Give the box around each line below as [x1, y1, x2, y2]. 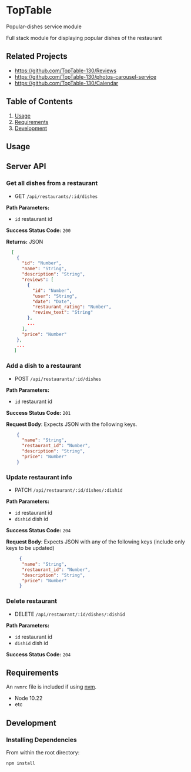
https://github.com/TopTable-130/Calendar [14, 79, 119, 86]
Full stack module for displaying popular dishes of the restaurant [6, 34, 162, 41]
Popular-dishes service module [6, 23, 82, 30]
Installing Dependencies [6, 736, 78, 744]
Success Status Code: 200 [6, 227, 71, 234]
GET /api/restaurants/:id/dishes [14, 192, 98, 200]
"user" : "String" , [32, 293, 78, 299]
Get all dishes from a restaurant [6, 179, 98, 187]
